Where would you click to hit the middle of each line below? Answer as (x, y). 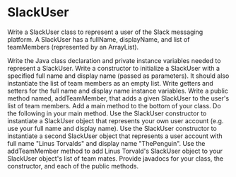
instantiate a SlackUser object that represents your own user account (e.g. (116, 120)
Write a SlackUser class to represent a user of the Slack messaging (105, 32)
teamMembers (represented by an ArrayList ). (73, 47)
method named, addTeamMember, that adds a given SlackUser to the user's (118, 98)
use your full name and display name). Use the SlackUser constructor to (112, 128)
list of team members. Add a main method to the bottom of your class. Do (114, 105)
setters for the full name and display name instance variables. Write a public (118, 91)
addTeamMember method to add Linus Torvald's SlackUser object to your (115, 151)
